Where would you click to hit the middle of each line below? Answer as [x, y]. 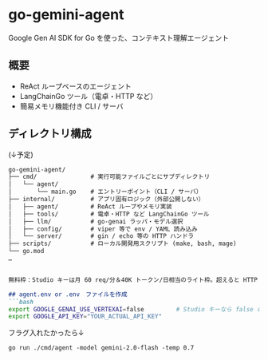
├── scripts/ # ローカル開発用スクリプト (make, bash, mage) [122, 244]
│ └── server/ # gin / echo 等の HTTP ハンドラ [101, 236]
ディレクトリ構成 [50, 134]
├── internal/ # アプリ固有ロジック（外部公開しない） [106, 200]
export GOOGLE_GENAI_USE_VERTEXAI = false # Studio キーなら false [131, 309]
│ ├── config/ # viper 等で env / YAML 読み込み [103, 229]
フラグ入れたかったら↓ [46, 333]
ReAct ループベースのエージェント [75, 86]
